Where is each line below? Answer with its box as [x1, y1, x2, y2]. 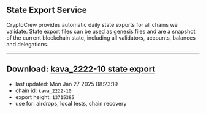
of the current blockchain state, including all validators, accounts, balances [6, 34, 196, 42]
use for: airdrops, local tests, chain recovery [15, 100, 127, 107]
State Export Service [6, 5, 87, 15]
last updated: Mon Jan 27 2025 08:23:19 [15, 80, 118, 87]
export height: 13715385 [15, 93, 75, 100]
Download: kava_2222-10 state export [6, 64, 156, 75]
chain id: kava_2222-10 [15, 87, 72, 94]
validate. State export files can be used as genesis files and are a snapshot [6, 27, 196, 35]
